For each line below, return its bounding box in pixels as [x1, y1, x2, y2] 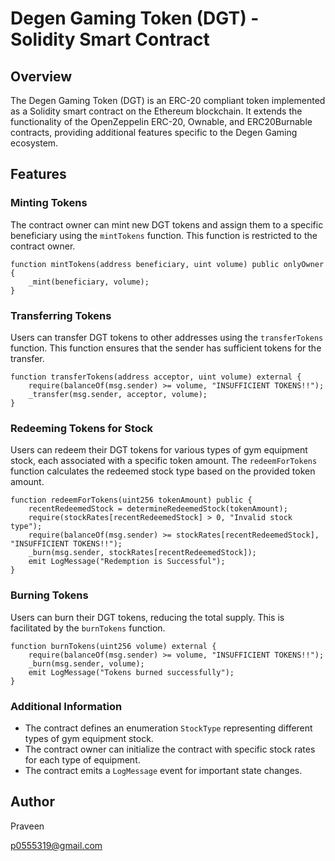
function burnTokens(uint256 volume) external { [10, 641, 217, 651]
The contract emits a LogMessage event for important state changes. [24, 764, 303, 776]
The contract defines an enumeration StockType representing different [24, 722, 313, 734]
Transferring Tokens [10, 308, 112, 322]
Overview [10, 68, 73, 85]
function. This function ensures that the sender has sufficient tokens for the [10, 342, 322, 354]
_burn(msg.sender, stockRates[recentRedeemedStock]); [28, 548, 257, 558]
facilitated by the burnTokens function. [10, 622, 166, 634]
